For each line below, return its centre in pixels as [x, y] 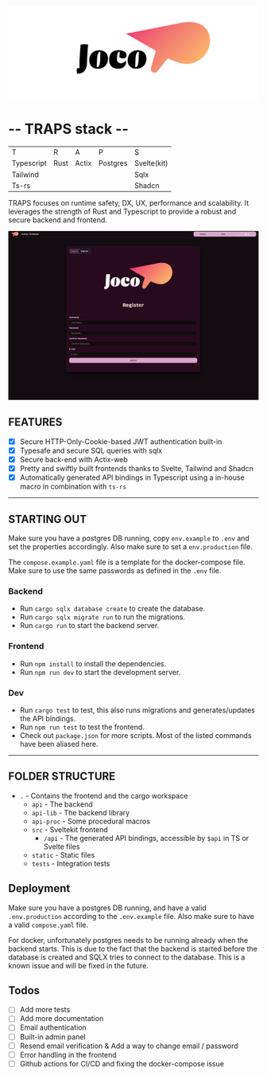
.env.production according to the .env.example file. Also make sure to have [131, 916]
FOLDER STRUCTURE [62, 777]
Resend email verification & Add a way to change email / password [129, 1046]
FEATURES [35, 422]
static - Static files [63, 854]
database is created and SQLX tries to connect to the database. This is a [127, 957]
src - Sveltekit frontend [70, 829]
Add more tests [45, 1010]
